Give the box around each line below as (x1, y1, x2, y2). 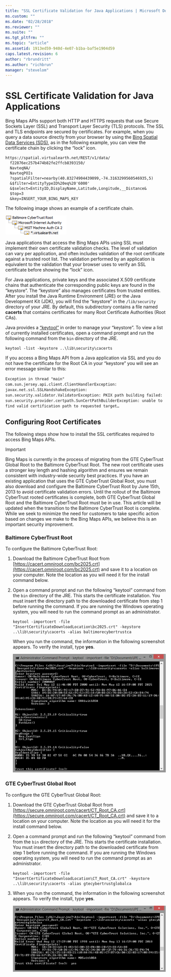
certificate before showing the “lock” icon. (5, 267, 94, 273)
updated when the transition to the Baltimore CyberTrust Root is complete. (5, 505, 161, 511)
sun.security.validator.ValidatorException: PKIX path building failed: (5, 393, 163, 398)
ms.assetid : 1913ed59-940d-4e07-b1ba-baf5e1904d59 (5, 46, 115, 51)
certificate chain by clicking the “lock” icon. (5, 145, 97, 151)
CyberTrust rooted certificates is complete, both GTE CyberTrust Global (5, 494, 155, 500)
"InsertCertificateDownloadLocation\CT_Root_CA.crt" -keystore (12, 876, 150, 881)
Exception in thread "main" (5, 377, 65, 382)
